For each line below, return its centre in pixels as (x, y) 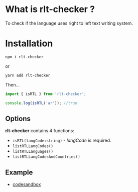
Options (18, 119)
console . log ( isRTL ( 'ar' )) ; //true (41, 103)
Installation (29, 43)
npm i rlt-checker (24, 57)
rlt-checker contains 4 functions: (40, 131)
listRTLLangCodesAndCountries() (46, 157)
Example (19, 172)
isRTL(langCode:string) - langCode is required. (62, 140)
